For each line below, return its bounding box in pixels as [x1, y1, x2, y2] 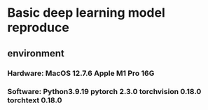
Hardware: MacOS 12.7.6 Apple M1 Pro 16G [7, 68, 155, 78]
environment [7, 47, 64, 59]
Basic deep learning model [7, 5, 166, 21]
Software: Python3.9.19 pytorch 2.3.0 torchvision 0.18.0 [7, 87, 202, 97]
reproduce [7, 19, 70, 36]
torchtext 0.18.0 [7, 95, 62, 105]
